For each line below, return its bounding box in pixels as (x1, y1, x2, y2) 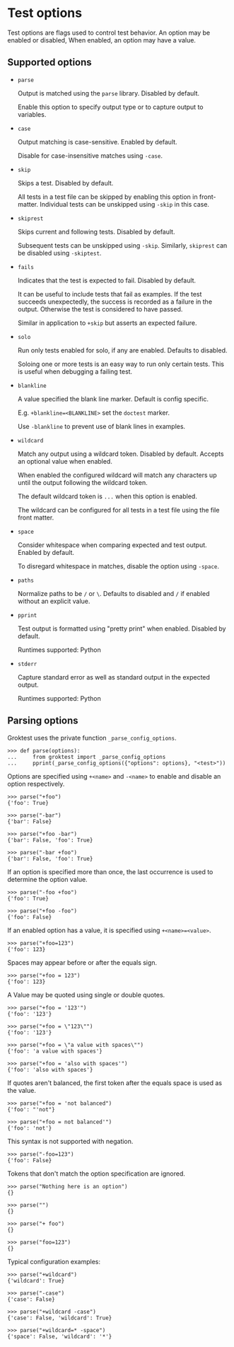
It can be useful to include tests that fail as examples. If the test (17, 290, 202, 298)
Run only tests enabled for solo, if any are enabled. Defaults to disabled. (17, 345, 228, 355)
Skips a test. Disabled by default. (17, 178, 114, 187)
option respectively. (7, 779, 65, 788)
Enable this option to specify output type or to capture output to (17, 103, 204, 111)
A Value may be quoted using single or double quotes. (7, 990, 165, 999)
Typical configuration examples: (7, 1257, 101, 1266)
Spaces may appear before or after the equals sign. (7, 958, 158, 967)
